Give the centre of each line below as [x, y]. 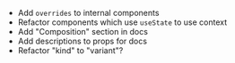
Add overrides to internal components [88, 13]
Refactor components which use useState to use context [122, 22]
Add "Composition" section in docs [83, 31]
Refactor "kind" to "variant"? [70, 51]
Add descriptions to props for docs [83, 41]
